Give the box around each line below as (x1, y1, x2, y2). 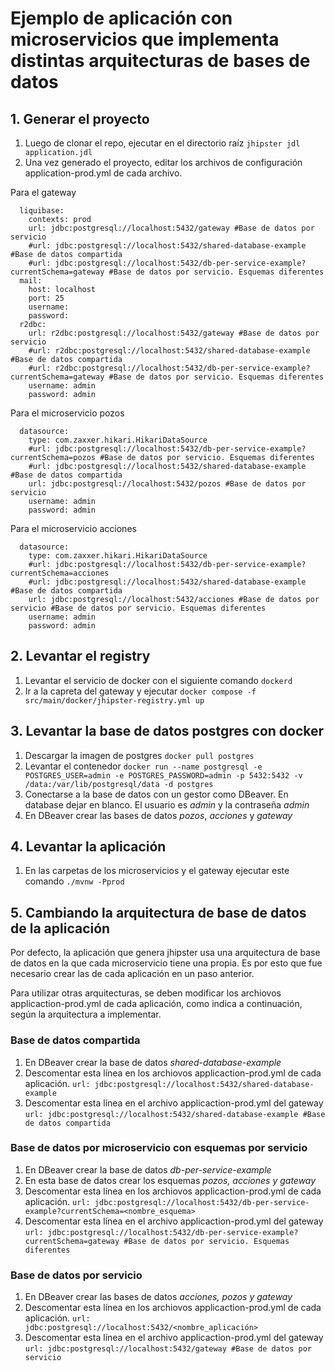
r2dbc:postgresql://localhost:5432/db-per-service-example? (54, 363, 311, 373)
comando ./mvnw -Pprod (24, 875, 125, 887)
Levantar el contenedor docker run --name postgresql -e (24, 760, 263, 772)
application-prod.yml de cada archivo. (24, 167, 183, 179)
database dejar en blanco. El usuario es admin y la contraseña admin (24, 798, 310, 811)
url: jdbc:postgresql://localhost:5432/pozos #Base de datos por (28, 479, 307, 489)
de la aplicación (10, 920, 111, 937)
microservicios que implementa (10, 28, 280, 51)
